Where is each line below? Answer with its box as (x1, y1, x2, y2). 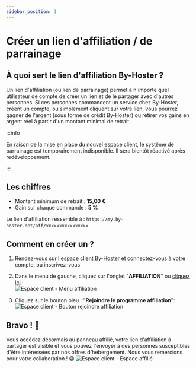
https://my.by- (86, 217, 124, 223)
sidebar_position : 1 (6, 8, 57, 15)
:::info (6, 129, 20, 137)
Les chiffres (6, 182, 52, 192)
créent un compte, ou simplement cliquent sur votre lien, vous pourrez (6, 105, 178, 112)
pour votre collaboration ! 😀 (6, 355, 75, 362)
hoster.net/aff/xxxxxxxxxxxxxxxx (6, 223, 89, 229)
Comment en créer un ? (6, 239, 95, 249)
